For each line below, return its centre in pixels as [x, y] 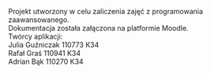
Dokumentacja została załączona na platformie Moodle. [98, 28]
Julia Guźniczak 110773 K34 [54, 45]
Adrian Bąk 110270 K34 [46, 61]
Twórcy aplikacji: [36, 36]
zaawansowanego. [39, 20]
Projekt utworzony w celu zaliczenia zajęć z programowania [106, 11]
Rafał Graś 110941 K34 [45, 53]
